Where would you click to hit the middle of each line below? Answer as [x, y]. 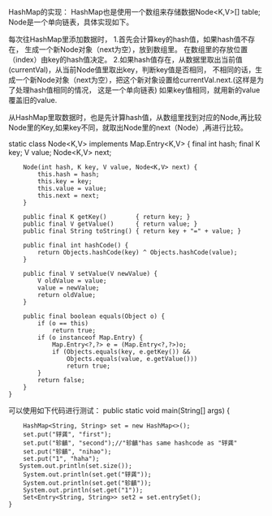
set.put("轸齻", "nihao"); [67, 452]
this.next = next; [69, 196]
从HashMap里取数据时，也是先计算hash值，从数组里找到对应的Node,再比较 [135, 117]
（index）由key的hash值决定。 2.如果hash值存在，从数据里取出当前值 [125, 60]
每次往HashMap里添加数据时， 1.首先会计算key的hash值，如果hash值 [125, 39]
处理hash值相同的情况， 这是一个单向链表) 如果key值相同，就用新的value [138, 90]
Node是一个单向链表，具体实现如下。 [71, 22]
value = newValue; [69, 288]
